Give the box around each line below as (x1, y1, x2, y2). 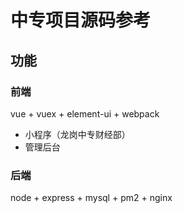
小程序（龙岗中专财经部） (24, 128, 131, 140)
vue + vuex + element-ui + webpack (10, 107, 160, 120)
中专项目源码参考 (10, 9, 152, 32)
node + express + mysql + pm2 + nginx (10, 192, 173, 204)
